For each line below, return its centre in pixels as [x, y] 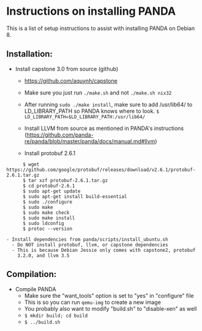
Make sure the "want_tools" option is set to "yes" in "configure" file [109, 295]
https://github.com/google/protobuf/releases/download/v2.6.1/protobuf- [101, 170]
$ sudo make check [46, 213]
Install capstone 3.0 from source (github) [66, 69]
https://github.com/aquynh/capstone [71, 80]
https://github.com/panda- [60, 135]
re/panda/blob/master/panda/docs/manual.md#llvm [90, 141]
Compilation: [32, 274]
